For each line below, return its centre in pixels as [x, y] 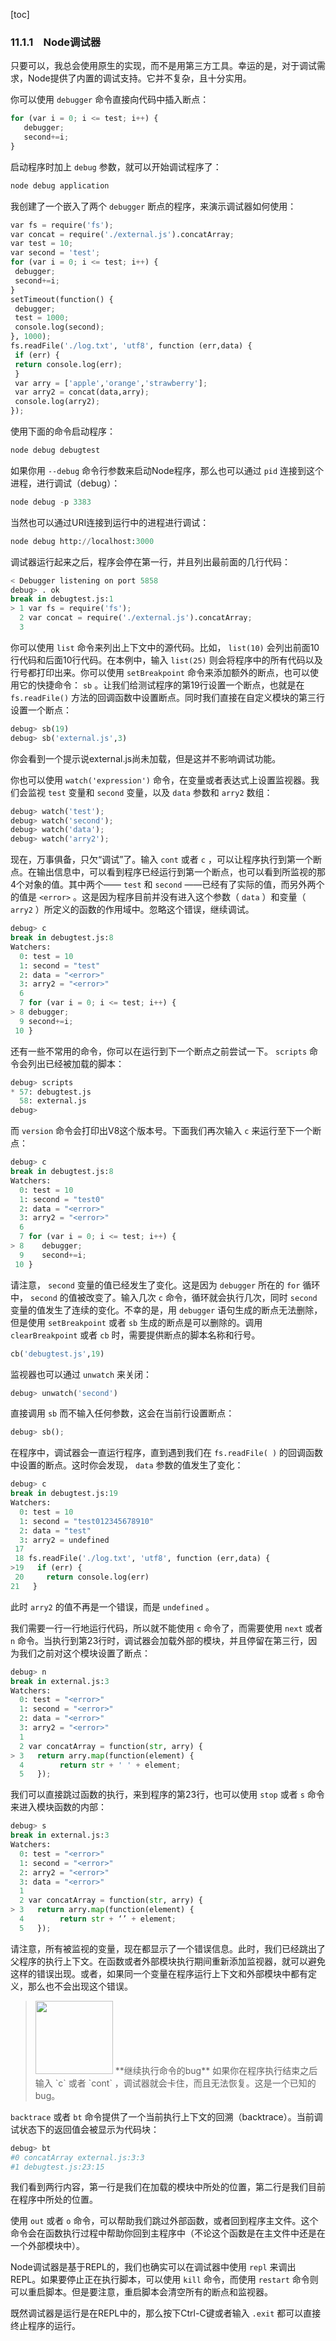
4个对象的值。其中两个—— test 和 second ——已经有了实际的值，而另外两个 [167, 885]
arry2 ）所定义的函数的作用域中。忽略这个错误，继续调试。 [132, 910]
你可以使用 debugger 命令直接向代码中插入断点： [110, 100]
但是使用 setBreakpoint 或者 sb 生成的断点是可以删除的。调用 [136, 1322]
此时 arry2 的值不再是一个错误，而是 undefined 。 [112, 1606]
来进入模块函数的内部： [58, 1807]
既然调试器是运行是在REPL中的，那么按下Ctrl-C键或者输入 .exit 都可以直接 [166, 2313]
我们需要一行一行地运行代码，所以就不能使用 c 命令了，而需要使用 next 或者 [166, 1628]
